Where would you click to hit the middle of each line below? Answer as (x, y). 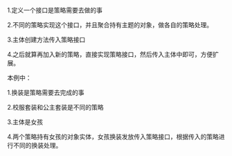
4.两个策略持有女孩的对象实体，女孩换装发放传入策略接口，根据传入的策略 (113, 137)
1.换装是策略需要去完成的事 (46, 93)
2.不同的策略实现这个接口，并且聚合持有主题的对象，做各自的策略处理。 (110, 25)
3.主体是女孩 (25, 122)
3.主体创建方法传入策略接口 (46, 40)
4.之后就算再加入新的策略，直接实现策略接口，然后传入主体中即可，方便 (110, 54)
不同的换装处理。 (37, 145)
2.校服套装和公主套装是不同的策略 (55, 107)
